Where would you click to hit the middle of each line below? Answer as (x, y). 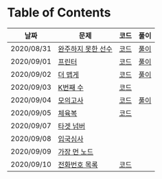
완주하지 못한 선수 (85, 49)
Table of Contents (59, 13)
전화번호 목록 (78, 165)
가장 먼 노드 (76, 152)
